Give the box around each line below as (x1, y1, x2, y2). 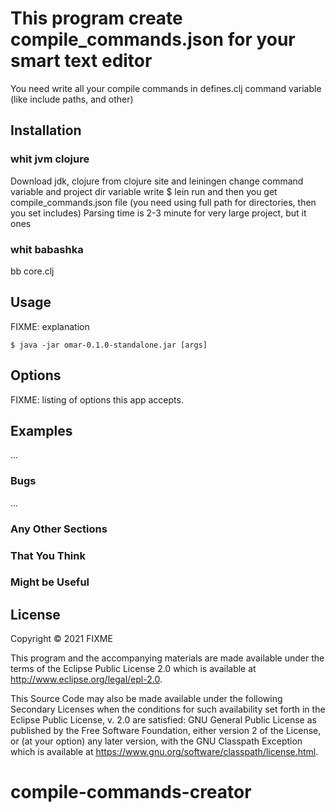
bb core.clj (10, 265, 55, 277)
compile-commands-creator (10, 781, 252, 804)
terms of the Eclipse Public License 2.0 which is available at (10, 663, 257, 675)
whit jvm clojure (10, 152, 90, 166)
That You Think (10, 548, 86, 562)
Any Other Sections (10, 522, 108, 536)
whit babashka (10, 242, 84, 256)
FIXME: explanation (10, 320, 90, 332)
